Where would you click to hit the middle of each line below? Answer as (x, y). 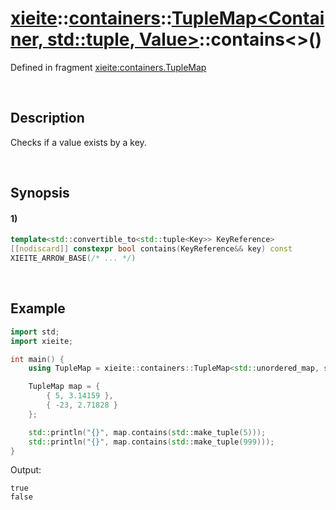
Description (47, 118)
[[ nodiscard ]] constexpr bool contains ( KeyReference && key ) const (151, 249)
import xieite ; (42, 341)
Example (38, 308)
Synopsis (40, 193)
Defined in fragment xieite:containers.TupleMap (108, 67)
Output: (26, 470)
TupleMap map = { (64, 387)
